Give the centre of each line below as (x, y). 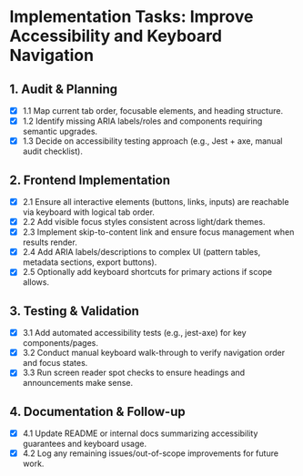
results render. (50, 242)
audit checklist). (53, 151)
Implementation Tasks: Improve (131, 17)
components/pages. (60, 343)
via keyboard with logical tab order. (88, 212)
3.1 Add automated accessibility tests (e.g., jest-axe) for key (135, 333)
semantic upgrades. (60, 132)
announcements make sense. (78, 383)
